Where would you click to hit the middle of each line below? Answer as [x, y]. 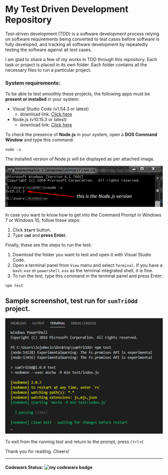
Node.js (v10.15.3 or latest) [39, 120]
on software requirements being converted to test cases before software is [82, 39]
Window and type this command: [39, 140]
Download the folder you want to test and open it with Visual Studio [82, 255]
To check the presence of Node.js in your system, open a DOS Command [81, 135]
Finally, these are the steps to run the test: [48, 245]
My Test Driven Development [67, 9]
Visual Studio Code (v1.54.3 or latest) [50, 109]
